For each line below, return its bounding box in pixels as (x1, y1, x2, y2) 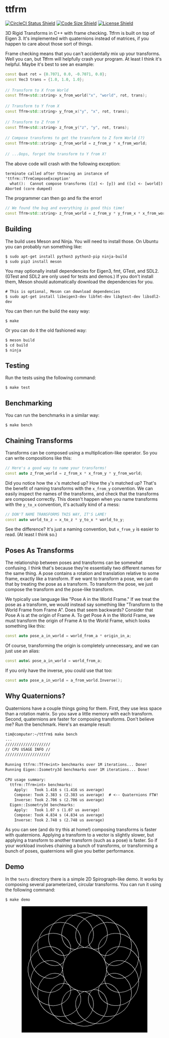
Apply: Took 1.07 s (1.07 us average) (14, 807, 100, 812)
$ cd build (5, 342, 28, 348)
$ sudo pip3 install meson (5, 259, 62, 264)
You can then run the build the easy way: (5, 308, 90, 314)
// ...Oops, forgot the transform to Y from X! (5, 151, 107, 157)
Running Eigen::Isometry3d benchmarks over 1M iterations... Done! (5, 767, 150, 772)
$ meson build (5, 337, 35, 343)
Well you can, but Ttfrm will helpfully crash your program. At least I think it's (5, 56, 162, 62)
